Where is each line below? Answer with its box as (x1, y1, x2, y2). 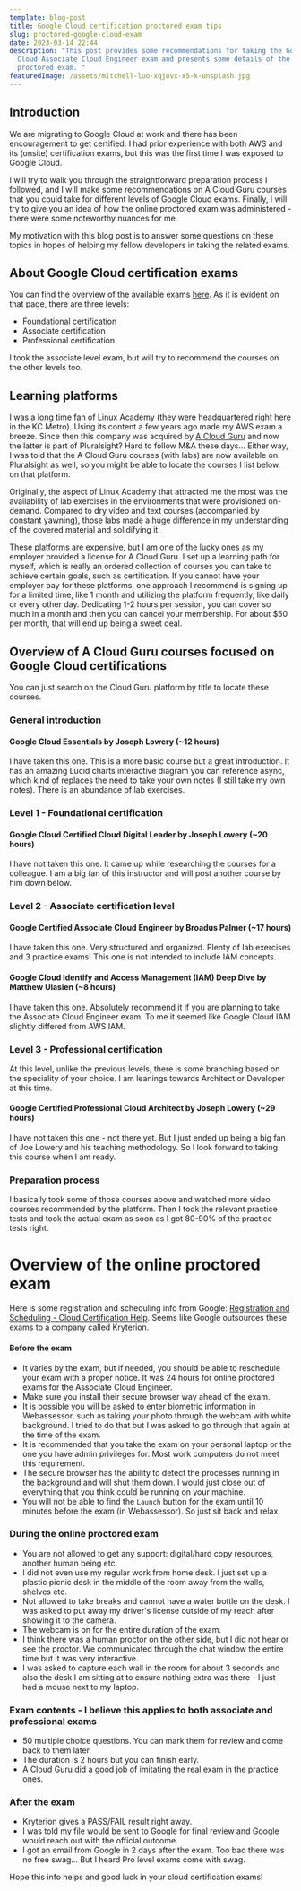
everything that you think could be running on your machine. (21, 1486, 246, 1497)
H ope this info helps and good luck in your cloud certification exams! (9, 1871, 263, 1883)
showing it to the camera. (21, 1615, 116, 1626)
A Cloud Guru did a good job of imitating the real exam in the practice (21, 1764, 279, 1775)
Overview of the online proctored (9, 1254, 262, 1274)
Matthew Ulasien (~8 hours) (9, 981, 116, 992)
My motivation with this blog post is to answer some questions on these (9, 230, 274, 240)
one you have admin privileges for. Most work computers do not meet (21, 1448, 280, 1459)
